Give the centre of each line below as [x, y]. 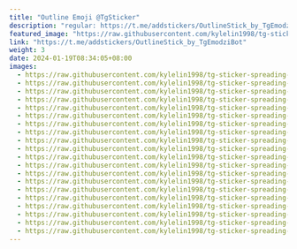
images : [23, 67]
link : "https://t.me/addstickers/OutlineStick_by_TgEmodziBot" [128, 42]
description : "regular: [53, 26]
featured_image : [39, 34]
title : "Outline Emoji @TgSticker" [75, 17]
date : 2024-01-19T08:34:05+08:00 [71, 58]
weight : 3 [27, 50]
